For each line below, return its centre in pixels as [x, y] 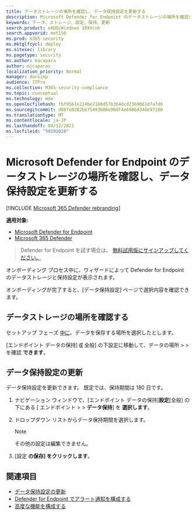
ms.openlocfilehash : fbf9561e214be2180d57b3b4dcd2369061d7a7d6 [85, 104]
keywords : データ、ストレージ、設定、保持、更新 [58, 22]
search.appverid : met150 [36, 33]
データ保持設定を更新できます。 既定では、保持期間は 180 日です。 [86, 388]
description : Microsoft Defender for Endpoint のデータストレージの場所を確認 [97, 17]
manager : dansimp [27, 77]
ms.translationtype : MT [35, 115]
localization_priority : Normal [44, 71]
